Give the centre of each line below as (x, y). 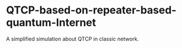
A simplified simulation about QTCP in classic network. (73, 39)
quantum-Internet (51, 23)
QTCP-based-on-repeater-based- (91, 10)
